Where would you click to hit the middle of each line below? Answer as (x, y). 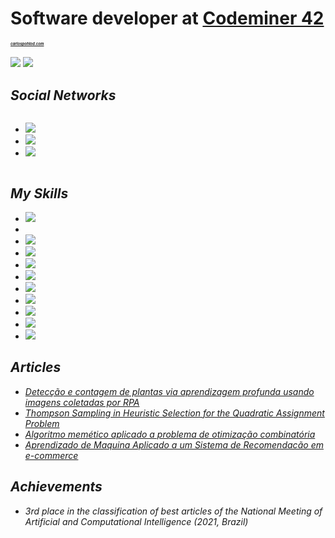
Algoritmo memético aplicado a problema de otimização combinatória (170, 434)
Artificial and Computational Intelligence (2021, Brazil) (136, 521)
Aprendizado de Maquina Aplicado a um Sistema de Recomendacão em (174, 444)
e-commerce (51, 455)
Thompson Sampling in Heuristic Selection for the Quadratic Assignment (174, 413)
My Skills (39, 193)
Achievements (56, 487)
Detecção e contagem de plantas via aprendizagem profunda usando (169, 391)
